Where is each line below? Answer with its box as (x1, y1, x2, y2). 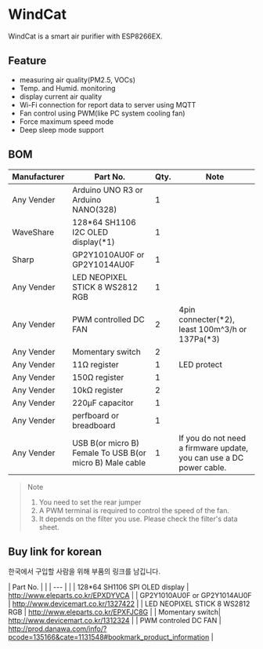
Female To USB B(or (71, 447, 146, 458)
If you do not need (178, 432, 247, 443)
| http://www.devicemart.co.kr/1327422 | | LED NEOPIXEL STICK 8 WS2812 (8, 599, 250, 609)
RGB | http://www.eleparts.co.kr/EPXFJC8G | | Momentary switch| (8, 607, 222, 617)
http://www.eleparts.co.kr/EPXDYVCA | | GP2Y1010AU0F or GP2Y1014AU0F (8, 591, 252, 600)
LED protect (178, 359, 223, 370)
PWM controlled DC (71, 314, 145, 325)
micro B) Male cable (71, 457, 146, 468)
